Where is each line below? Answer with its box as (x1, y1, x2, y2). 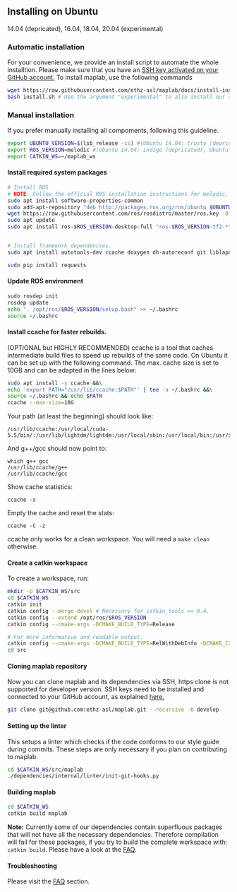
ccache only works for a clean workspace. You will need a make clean (7, 535, 210, 544)
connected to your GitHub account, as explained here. (7, 693, 164, 701)
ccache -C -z (7, 522, 46, 529)
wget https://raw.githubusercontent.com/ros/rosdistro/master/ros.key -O (7, 210, 229, 218)
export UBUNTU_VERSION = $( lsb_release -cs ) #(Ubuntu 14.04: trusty (7, 140, 207, 147)
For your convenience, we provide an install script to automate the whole (7, 58, 219, 66)
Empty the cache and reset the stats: (7, 509, 114, 517)
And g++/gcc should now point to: (7, 445, 107, 453)
